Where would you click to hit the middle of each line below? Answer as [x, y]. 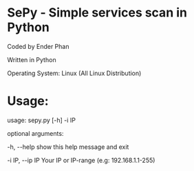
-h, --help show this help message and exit [68, 147]
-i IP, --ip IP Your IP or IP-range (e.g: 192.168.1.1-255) [81, 160]
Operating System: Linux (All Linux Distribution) [74, 73]
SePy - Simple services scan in [97, 13]
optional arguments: [35, 133]
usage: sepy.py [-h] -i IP [41, 120]
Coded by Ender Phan [38, 46]
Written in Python [32, 59]
